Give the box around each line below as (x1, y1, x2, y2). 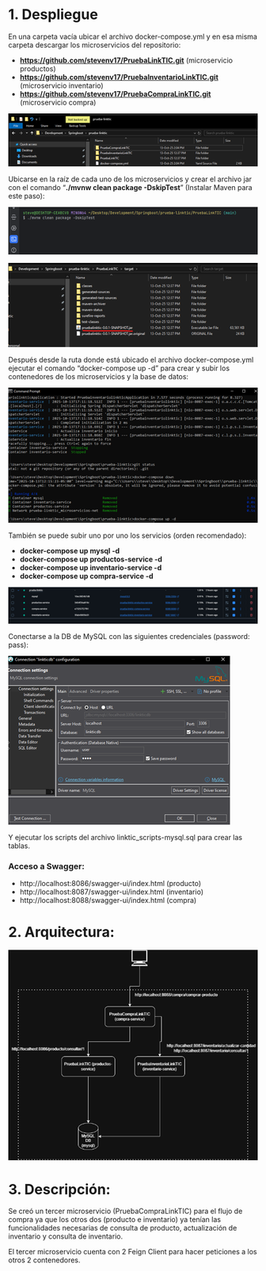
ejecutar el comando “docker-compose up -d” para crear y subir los (8, 363, 230, 373)
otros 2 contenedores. (8, 1255, 81, 1265)
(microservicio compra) (19, 97, 97, 107)
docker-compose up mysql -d (19, 546, 120, 556)
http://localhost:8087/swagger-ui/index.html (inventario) (19, 887, 204, 896)
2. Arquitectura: (8, 923, 115, 942)
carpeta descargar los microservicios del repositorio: (8, 40, 181, 49)
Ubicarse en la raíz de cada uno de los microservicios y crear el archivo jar (8, 174, 252, 184)
